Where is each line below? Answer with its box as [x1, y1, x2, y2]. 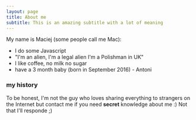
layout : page [6, 8, 39, 15]
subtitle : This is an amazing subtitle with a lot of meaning [6, 20, 163, 25]
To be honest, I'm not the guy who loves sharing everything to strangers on [6, 94, 191, 101]
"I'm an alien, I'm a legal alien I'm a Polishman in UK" [14, 54, 144, 61]
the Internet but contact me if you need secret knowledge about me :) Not [6, 100, 188, 108]
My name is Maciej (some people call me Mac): [6, 36, 122, 43]
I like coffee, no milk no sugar [14, 60, 87, 67]
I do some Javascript [14, 47, 67, 54]
